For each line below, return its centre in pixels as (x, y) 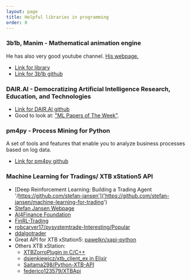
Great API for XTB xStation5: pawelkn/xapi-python (75, 239)
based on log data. (29, 150)
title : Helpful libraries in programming (58, 17)
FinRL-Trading (31, 220)
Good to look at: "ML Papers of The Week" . (67, 115)
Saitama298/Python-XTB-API (59, 264)
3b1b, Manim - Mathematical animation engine (74, 43)
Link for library (32, 67)
